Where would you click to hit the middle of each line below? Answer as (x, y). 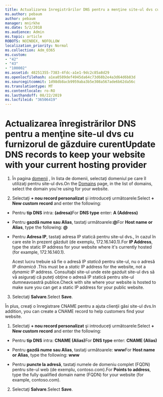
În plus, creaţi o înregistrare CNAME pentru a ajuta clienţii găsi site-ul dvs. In (81, 306)
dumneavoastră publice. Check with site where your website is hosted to (84, 282)
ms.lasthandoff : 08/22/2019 (33, 95)
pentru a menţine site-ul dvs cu (70, 134)
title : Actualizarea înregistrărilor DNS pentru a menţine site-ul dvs (79, 9)
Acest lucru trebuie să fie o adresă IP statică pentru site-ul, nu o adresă (83, 262)
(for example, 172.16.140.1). (39, 252)
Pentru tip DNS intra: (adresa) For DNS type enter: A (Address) (75, 213)
